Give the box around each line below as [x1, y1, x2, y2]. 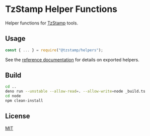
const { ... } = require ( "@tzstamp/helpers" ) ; [5, 47, 103, 53]
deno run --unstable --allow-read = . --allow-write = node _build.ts [5, 89, 146, 94]
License [5, 112, 30, 121]
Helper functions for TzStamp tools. [5, 20, 78, 26]
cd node [5, 94, 21, 99]
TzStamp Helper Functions [5, 3, 118, 15]
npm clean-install [5, 98, 43, 103]
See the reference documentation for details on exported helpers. [5, 56, 140, 63]
